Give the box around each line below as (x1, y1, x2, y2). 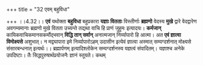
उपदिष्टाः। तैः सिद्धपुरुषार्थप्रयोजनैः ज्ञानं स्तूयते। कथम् (6, 52, 106, 58)
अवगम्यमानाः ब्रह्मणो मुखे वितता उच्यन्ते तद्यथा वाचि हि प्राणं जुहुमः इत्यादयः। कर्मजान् (6, 25, 162, 31)
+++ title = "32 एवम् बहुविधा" (6, 6, 70, 13)
